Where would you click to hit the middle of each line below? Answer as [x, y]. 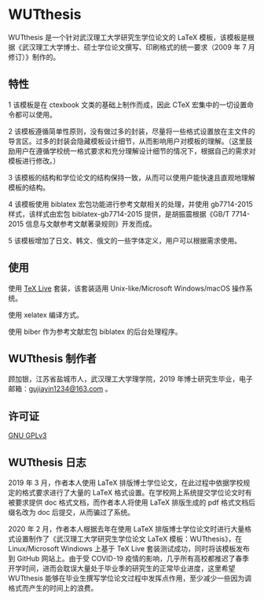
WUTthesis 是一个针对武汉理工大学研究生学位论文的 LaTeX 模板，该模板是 [128, 37]
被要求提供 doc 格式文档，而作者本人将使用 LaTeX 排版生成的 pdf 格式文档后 [132, 502]
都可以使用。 [35, 114]
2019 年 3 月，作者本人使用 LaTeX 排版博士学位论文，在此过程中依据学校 [126, 483]
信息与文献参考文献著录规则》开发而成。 [91, 224]
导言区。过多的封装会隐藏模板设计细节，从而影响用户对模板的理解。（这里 [127, 141]
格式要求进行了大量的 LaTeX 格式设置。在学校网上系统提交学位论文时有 [137, 493]
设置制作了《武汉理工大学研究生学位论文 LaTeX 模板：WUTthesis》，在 [128, 539]
